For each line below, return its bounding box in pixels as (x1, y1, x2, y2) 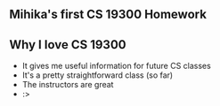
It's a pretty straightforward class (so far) (21, 70, 174, 80)
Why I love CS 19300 (9, 37, 126, 52)
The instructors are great (21, 79, 114, 90)
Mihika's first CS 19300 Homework (9, 7, 208, 22)
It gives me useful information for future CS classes (21, 61, 211, 72)
